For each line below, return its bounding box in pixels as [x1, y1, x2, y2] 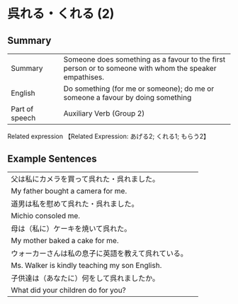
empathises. [63, 72, 105, 81]
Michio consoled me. [11, 211, 80, 221]
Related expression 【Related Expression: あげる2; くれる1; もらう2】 [7, 132, 210, 140]
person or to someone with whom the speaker [63, 64, 217, 73]
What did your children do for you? [11, 286, 126, 295]
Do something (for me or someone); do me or [63, 84, 215, 94]
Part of [11, 104, 34, 113]
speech [11, 113, 36, 123]
